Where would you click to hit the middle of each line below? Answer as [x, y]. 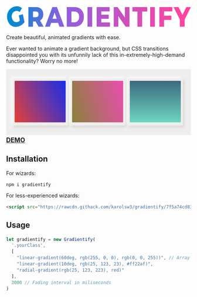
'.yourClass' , [28, 246]
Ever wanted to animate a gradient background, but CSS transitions [87, 49]
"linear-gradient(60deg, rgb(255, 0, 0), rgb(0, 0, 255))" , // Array [103, 258]
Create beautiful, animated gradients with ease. [63, 37]
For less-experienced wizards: [43, 195]
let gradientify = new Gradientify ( [51, 239]
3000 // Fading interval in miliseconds [61, 282]
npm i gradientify [28, 184]
